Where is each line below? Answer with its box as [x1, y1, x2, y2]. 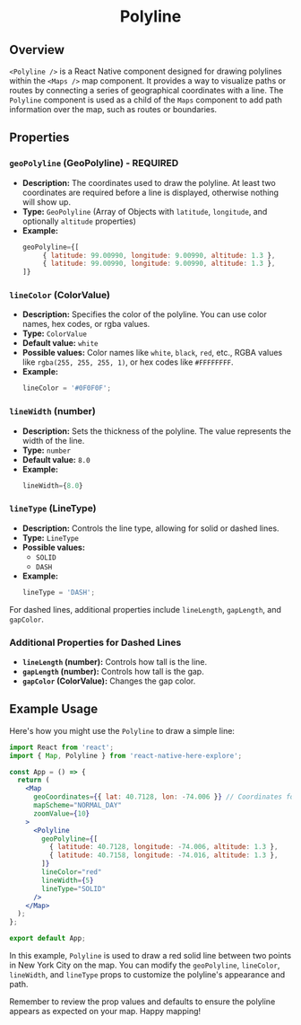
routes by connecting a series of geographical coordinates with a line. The [9, 85, 284, 95]
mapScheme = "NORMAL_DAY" [32, 801, 123, 810]
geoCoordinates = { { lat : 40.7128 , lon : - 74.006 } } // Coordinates [32, 792, 283, 801]
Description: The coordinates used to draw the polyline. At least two [21, 177, 276, 188]
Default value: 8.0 [21, 454, 91, 464]
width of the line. [21, 435, 85, 446]
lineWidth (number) [9, 405, 96, 418]
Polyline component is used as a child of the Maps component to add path [9, 94, 282, 105]
